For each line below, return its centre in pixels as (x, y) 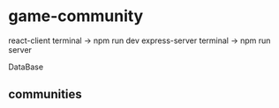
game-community (76, 16)
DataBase (26, 67)
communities (45, 94)
